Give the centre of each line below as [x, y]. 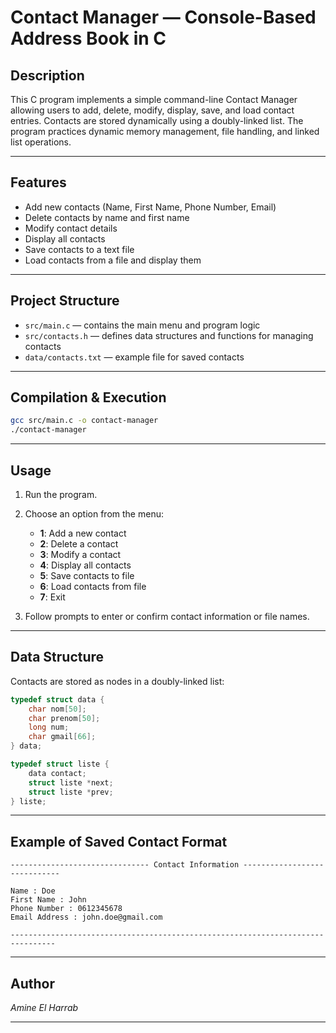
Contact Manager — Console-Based [163, 17]
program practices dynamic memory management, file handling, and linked [165, 131]
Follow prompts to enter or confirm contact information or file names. [167, 616]
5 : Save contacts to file [87, 575]
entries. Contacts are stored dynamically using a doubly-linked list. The [157, 120]
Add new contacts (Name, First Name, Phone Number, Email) [150, 207]
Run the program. [61, 494]
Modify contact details [71, 228]
